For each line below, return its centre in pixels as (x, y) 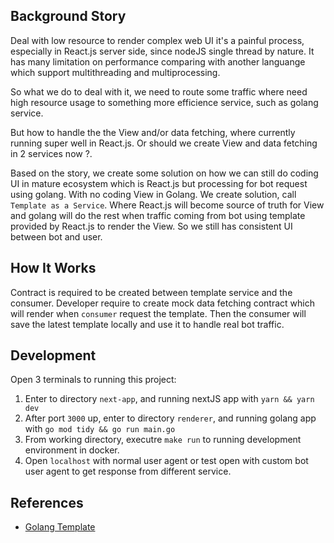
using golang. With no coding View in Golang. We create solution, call (153, 194)
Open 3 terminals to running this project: (93, 380)
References (47, 502)
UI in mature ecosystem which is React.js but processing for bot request (159, 183)
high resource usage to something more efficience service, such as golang (164, 102)
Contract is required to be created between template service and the (151, 292)
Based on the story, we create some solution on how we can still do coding (164, 173)
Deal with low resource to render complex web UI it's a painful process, (157, 40)
